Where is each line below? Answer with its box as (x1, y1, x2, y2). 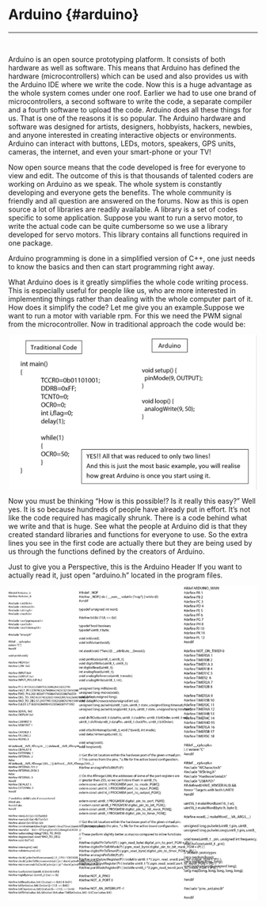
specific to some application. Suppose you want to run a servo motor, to (8, 212, 243, 223)
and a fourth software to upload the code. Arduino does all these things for (8, 105, 252, 114)
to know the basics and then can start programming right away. (8, 261, 215, 271)
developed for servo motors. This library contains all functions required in (8, 230, 248, 239)
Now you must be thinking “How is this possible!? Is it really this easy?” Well (8, 496, 256, 505)
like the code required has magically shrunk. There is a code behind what (8, 513, 248, 522)
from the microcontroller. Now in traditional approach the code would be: (8, 319, 246, 329)
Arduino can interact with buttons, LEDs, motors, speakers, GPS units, (8, 139, 236, 148)
